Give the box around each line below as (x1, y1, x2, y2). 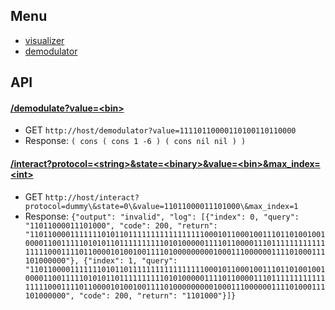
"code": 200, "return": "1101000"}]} (78, 290, 237, 301)
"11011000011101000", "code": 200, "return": (24, 220, 218, 231)
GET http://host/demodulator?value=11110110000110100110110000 (24, 124, 297, 136)
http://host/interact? (44, 192, 140, 203)
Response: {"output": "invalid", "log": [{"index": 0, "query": (24, 210, 300, 222)
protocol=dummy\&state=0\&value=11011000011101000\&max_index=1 (24, 201, 299, 211)
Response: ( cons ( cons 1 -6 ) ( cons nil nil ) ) (24, 135, 247, 147)
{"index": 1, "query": (83, 255, 178, 266)
